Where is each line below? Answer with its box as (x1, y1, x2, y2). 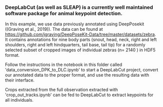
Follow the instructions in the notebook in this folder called (5, 62, 123, 67)
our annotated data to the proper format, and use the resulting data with (5, 72, 149, 78)
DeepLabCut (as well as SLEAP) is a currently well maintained (5, 4, 153, 11)
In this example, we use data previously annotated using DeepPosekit (5, 21, 145, 27)
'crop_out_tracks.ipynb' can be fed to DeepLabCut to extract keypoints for (5, 92, 154, 98)
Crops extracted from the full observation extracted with (5, 87, 118, 93)
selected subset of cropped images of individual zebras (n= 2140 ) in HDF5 (5, 47, 156, 53)
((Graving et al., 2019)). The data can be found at (5, 26, 103, 32)
